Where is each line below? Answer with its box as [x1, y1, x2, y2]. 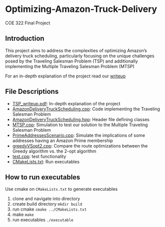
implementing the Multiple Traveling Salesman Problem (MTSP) [5, 63, 135, 69]
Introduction [5, 34, 45, 43]
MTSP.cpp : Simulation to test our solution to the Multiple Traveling [12, 122, 148, 128]
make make [12, 212, 34, 218]
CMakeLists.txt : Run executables [12, 158, 80, 164]
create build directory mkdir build [12, 201, 82, 207]
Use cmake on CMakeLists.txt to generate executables [5, 186, 118, 192]
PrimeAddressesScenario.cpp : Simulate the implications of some [12, 132, 145, 138]
